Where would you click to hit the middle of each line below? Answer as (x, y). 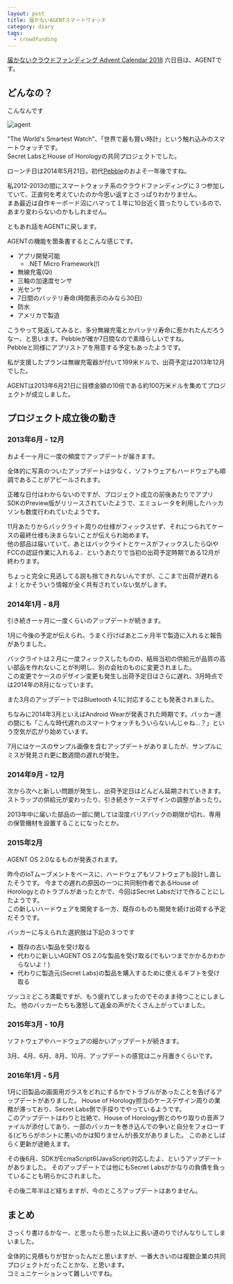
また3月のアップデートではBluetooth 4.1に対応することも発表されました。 (112, 699)
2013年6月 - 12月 (36, 440)
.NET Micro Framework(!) (64, 264)
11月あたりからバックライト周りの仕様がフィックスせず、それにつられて (110, 526)
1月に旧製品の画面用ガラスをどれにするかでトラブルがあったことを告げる (112, 1092)
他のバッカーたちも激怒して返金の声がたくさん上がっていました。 (115, 1005)
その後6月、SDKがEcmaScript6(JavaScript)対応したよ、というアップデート (115, 1158)
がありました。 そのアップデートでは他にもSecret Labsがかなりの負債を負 (113, 1167)
